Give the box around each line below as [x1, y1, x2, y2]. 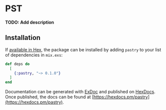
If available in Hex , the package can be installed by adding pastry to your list [5, 46, 162, 52]
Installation [5, 34, 41, 42]
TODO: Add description [5, 19, 55, 25]
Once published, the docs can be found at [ [5, 94, 94, 100]
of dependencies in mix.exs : [5, 52, 63, 58]
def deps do [5, 61, 30, 67]
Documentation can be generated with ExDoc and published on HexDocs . [5, 89, 156, 95]
